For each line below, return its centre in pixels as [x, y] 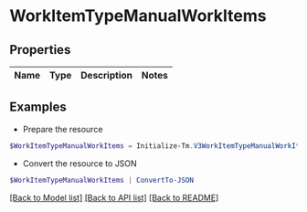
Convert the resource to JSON [79, 163]
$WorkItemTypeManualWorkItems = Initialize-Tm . [102, 146]
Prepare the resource [63, 129]
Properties [40, 50]
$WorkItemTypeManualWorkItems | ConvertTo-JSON [102, 180]
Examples [38, 107]
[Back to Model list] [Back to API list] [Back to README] [114, 197]
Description [106, 75]
